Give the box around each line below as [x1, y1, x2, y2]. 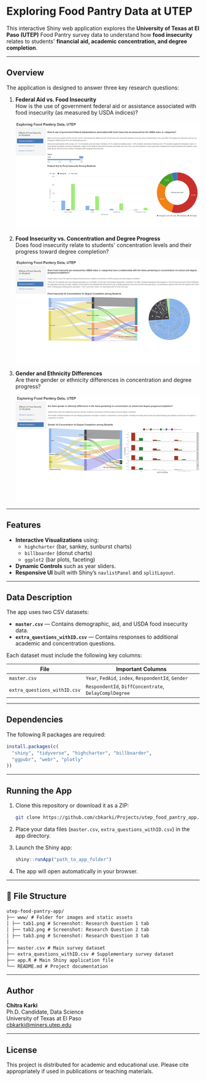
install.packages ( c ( [6, 743, 59, 749]
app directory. [15, 832, 51, 839]
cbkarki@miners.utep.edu [6, 1022, 72, 1029]
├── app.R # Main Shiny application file [6, 957, 114, 963]
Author [6, 985, 34, 996]
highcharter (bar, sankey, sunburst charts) [24, 542, 132, 550]
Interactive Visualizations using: [15, 536, 99, 544]
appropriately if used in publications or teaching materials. [6, 1068, 154, 1075]
